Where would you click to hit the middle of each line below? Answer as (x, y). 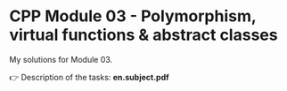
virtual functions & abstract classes (143, 35)
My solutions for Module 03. (61, 59)
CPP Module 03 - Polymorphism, (133, 16)
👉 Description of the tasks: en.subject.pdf (89, 77)
